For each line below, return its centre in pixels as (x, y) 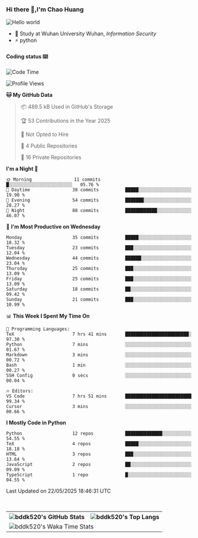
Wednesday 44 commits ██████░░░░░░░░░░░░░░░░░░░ (99, 258)
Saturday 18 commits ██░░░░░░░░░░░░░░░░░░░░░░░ (99, 289)
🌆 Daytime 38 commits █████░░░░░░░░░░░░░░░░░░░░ (99, 190)
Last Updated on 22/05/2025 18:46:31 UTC (59, 491)
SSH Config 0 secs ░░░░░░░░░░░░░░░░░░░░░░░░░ (99, 375)
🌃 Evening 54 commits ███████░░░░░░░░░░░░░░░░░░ (99, 200)
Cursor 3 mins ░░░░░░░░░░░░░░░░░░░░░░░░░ (99, 406)
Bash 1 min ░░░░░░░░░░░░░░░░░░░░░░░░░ (99, 365)
